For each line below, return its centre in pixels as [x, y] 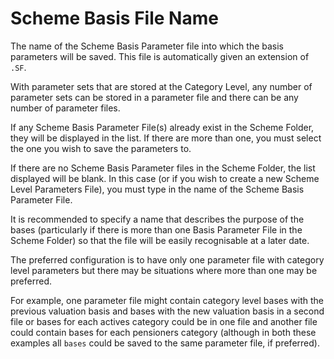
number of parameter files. [65, 108]
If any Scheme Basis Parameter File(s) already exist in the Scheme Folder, [162, 127]
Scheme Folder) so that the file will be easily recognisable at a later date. [160, 240]
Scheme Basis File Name [114, 18]
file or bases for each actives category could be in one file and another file [164, 321]
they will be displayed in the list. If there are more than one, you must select [166, 138]
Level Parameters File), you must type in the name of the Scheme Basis [157, 189]
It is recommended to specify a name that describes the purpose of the [157, 219]
